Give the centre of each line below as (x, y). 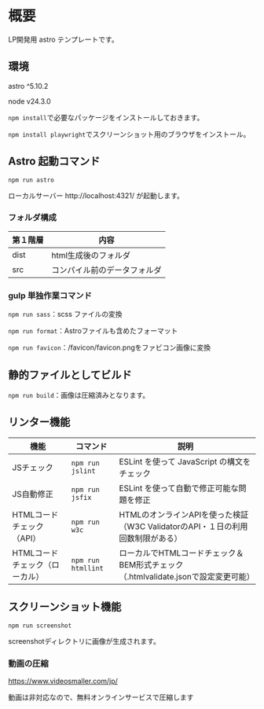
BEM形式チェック (151, 564)
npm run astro (31, 180)
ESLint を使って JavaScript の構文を (185, 461)
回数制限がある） (150, 538)
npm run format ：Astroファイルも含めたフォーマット (93, 331)
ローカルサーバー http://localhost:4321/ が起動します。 (96, 195)
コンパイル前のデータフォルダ (107, 270)
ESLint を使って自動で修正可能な (179, 488)
